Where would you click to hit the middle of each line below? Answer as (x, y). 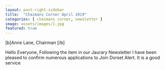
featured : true (21, 28)
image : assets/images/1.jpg (35, 24)
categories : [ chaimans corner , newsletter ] (54, 19)
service (13, 63)
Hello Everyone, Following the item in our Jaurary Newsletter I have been (81, 52)
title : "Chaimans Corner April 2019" (46, 14)
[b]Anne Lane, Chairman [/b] (35, 42)
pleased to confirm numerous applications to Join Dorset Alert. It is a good (83, 57)
